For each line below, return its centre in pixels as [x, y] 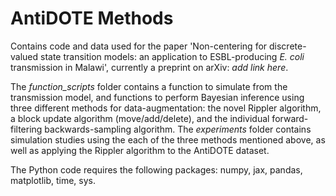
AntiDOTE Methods [92, 18]
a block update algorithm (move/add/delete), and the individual [140, 118]
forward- [290, 118]
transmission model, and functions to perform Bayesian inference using [157, 97]
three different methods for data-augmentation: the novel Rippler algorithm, [166, 108]
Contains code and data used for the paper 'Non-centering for [139, 46]
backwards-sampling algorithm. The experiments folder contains [178, 129]
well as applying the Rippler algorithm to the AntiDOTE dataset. [140, 150]
